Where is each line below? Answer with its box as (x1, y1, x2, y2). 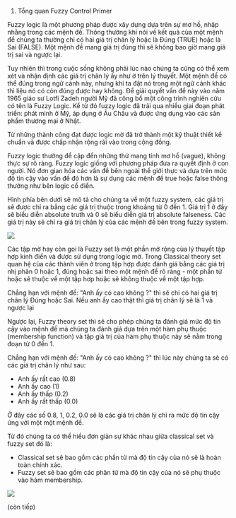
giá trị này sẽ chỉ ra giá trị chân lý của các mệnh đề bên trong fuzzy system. (7, 218, 228, 226)
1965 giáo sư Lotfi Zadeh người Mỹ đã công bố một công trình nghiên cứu (7, 94, 221, 102)
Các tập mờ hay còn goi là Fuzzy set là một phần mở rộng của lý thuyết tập (7, 245, 225, 253)
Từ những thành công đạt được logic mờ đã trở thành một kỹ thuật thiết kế (7, 131, 223, 139)
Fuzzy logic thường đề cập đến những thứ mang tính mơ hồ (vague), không (7, 152, 226, 160)
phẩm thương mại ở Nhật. (7, 117, 81, 125)
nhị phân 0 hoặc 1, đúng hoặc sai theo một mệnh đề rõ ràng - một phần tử (7, 267, 223, 276)
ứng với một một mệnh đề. (7, 418, 84, 427)
